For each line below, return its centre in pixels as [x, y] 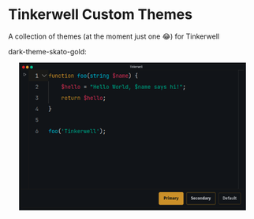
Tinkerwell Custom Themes [101, 15]
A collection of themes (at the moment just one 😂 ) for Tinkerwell [114, 36]
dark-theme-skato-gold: [47, 51]
